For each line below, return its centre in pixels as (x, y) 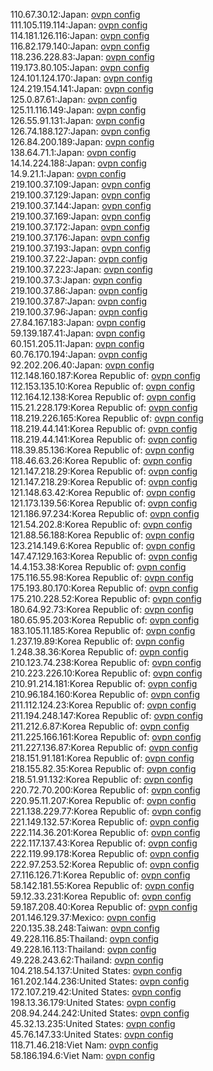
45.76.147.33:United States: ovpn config (92, 1034)
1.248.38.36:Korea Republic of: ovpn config (99, 652)
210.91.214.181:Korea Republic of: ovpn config (104, 683)
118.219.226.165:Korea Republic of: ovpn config (107, 418)
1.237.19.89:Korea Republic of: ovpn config (97, 641)
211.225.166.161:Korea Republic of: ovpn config (106, 737)
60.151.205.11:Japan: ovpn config (77, 343)
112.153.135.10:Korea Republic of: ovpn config (103, 386)
